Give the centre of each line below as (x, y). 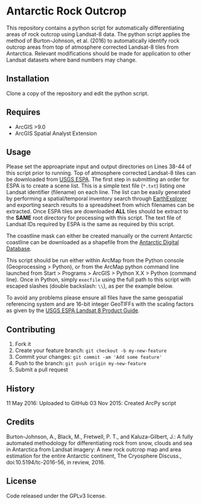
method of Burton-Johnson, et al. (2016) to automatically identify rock (93, 40)
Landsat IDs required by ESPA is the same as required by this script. (90, 224)
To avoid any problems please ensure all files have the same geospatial (95, 298)
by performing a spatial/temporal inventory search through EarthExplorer (97, 199)
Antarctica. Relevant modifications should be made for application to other (99, 53)
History (21, 389)
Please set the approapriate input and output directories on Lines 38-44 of (99, 166)
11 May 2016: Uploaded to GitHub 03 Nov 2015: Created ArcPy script (91, 403)
